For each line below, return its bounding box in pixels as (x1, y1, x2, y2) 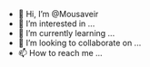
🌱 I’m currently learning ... (17, 28, 115, 38)
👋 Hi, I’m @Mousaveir (17, 9, 99, 19)
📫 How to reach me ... (17, 48, 103, 58)
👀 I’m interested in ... (17, 18, 95, 29)
